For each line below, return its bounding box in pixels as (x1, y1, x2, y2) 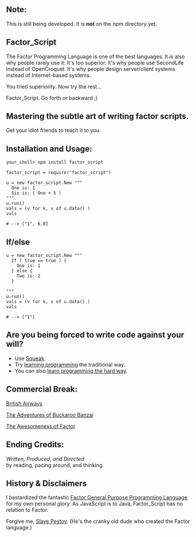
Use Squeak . (14, 354, 46, 362)
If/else (6, 237, 31, 247)
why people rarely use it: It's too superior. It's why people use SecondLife (6, 59, 184, 66)
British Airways (6, 400, 43, 407)
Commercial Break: (6, 384, 78, 394)
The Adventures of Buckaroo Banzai (6, 411, 94, 418)
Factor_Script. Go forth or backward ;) (6, 94, 98, 102)
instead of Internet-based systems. (6, 72, 91, 79)
